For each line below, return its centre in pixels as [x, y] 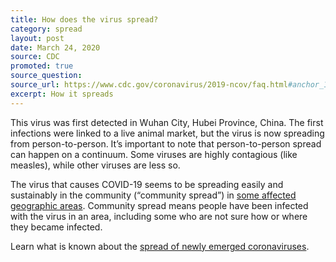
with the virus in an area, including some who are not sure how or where [159, 216]
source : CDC [35, 57]
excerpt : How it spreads [62, 94]
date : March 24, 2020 [55, 47]
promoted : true [42, 66]
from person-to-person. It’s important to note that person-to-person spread [166, 143]
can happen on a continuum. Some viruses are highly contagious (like [154, 154]
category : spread [46, 29]
